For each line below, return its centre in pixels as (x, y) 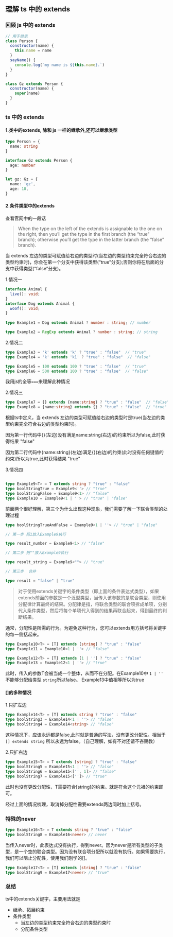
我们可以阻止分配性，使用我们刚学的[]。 (48, 858)
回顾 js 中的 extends (30, 25)
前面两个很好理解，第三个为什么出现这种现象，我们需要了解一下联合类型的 (84, 509)
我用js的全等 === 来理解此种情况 (38, 381)
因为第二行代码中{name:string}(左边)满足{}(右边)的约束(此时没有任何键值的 (84, 453)
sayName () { (23, 60)
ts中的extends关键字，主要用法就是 (43, 899)
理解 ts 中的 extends (38, 9)
